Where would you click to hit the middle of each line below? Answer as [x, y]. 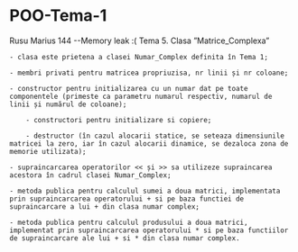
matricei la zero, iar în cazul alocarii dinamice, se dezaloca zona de [149, 144]
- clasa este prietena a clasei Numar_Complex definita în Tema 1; [139, 57]
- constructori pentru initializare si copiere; [119, 120]
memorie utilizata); [48, 151]
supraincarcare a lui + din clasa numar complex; [105, 207]
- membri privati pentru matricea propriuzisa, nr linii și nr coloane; [149, 73]
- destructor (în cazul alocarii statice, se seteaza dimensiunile [155, 136]
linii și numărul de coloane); [68, 104]
